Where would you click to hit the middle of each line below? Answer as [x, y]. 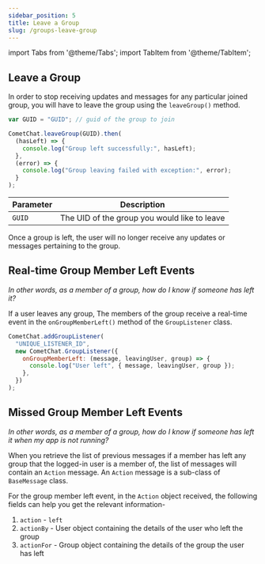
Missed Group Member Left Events [96, 413]
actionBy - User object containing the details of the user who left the [131, 528]
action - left [41, 520]
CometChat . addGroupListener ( [56, 336]
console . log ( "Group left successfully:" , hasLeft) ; [109, 148]
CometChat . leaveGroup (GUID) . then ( [65, 134]
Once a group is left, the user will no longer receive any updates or [117, 237]
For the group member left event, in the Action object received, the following [133, 496]
